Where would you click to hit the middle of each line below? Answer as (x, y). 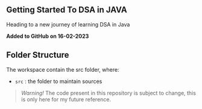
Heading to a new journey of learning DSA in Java (68, 24)
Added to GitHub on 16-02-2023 (48, 36)
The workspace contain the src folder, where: (63, 69)
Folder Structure (38, 55)
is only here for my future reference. (66, 99)
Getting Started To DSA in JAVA (67, 10)
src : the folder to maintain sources (58, 81)
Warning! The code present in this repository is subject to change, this (108, 93)
